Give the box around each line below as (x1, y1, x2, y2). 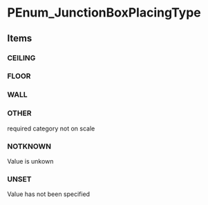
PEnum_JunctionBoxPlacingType (7, 5, 202, 21)
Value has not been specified (7, 190, 91, 198)
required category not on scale (7, 124, 95, 133)
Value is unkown (7, 157, 54, 165)
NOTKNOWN (7, 141, 52, 151)
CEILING (7, 53, 36, 63)
